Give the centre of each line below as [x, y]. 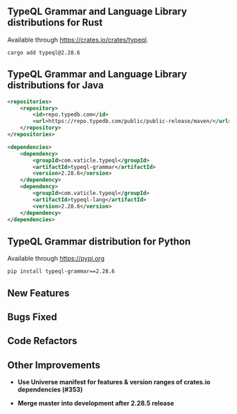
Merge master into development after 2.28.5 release [96, 403]
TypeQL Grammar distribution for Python [99, 241]
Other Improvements [54, 365]
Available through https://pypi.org [56, 259]
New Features [38, 293]
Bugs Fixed [32, 317]
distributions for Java [56, 85]
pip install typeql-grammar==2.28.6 [61, 271]
